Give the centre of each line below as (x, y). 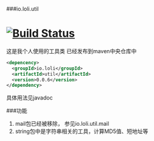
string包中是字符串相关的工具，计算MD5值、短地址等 (82, 131)
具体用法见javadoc (30, 98)
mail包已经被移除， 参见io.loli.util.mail (62, 124)
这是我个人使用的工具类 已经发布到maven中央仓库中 (72, 51)
